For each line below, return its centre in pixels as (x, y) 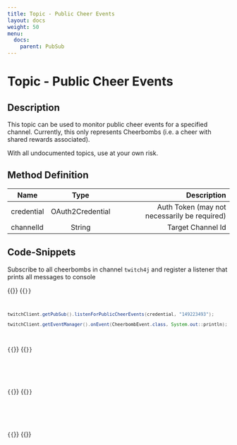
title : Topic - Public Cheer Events (61, 14)
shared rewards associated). (49, 139)
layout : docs (26, 20)
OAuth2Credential (80, 211)
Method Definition (48, 175)
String (80, 227)
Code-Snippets (42, 252)
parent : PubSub (42, 47)
